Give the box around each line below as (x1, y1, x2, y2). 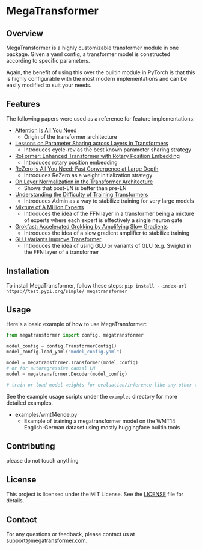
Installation (6, 266, 49, 276)
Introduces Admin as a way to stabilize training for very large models (23, 197, 194, 204)
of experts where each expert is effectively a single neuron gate (23, 216, 183, 224)
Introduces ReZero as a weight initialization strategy (23, 171, 153, 179)
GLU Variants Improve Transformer (14, 235, 102, 242)
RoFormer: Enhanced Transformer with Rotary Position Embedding (14, 152, 180, 159)
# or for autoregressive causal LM (6, 365, 96, 371)
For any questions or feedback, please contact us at (6, 531, 135, 537)
